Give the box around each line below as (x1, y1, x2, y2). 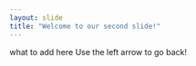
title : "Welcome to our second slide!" (9, 22, 161, 31)
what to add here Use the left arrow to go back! (9, 46, 187, 57)
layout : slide (9, 13, 64, 23)
